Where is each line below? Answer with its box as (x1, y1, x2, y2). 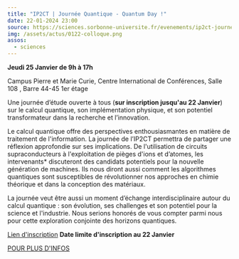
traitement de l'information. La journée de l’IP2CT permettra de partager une (7, 134, 231, 143)
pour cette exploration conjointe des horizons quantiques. (7, 216, 177, 225)
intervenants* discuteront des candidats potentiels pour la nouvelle (7, 157, 204, 166)
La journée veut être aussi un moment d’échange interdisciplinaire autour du (7, 194, 230, 202)
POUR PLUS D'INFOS (7, 244, 70, 253)
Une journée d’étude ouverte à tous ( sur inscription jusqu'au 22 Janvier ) (7, 98, 223, 107)
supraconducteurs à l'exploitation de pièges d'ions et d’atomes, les (7, 150, 204, 158)
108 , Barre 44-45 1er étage (7, 85, 89, 92)
